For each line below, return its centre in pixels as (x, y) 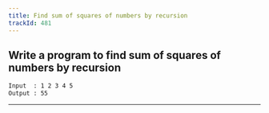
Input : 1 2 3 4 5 (41, 86)
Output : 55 (28, 94)
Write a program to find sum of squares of (115, 55)
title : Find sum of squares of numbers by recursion (98, 16)
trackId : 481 (30, 23)
